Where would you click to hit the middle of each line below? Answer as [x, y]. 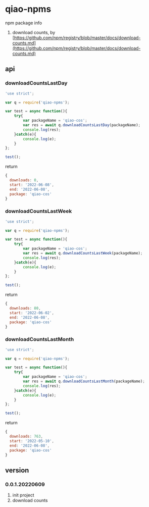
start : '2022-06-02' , [32, 313]
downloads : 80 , [25, 308]
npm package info [24, 23]
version [17, 470]
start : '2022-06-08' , [32, 185]
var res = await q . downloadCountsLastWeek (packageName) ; [83, 253]
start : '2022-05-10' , [32, 441]
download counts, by [34, 32]
